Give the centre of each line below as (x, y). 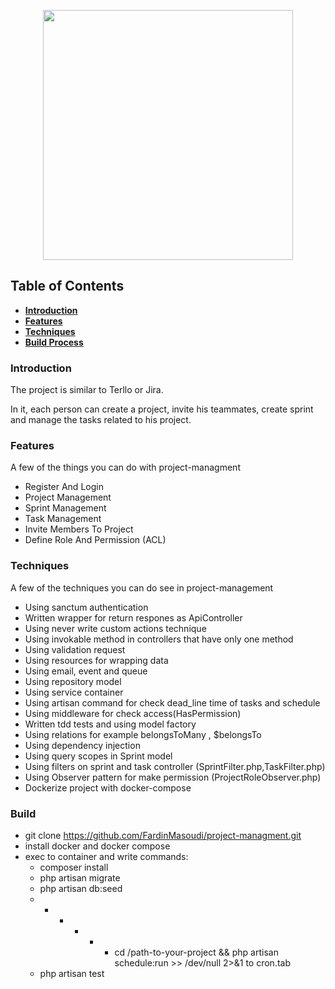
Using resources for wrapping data (96, 660)
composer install (74, 867)
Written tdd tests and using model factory (110, 724)
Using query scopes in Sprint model (98, 756)
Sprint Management (65, 508)
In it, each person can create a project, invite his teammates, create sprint (162, 409)
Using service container (74, 692)
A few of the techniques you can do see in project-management (142, 587)
